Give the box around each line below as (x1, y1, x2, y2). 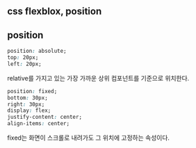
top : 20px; (7, 54, 39, 61)
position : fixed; (7, 88, 58, 94)
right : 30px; (7, 101, 45, 108)
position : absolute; (7, 48, 67, 55)
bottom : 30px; (7, 94, 49, 101)
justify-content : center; (7, 114, 82, 121)
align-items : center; (7, 120, 70, 127)
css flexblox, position (7, 6, 102, 17)
